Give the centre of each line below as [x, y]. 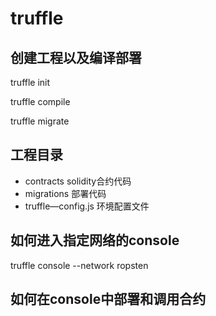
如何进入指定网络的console [95, 240]
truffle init [30, 82]
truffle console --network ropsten [79, 265]
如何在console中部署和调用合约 [108, 299]
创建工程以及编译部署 [76, 57]
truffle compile [40, 101]
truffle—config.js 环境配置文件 [87, 206]
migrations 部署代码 [65, 193]
